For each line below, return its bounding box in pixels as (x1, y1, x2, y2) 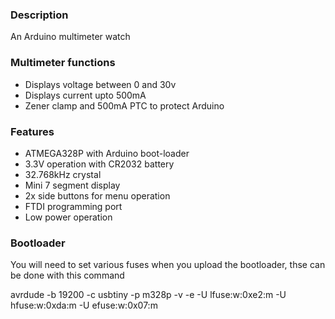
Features (10, 124, 55, 138)
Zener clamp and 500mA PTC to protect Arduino (24, 99, 225, 112)
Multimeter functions (10, 56, 116, 70)
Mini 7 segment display (24, 179, 121, 191)
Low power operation (24, 211, 113, 223)
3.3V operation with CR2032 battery (24, 158, 175, 170)
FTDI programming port (24, 200, 123, 212)
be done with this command (10, 269, 125, 282)
